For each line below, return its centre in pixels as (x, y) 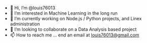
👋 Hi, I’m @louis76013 (33, 8)
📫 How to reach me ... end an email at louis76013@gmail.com (75, 35)
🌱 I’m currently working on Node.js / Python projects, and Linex (76, 18)
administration (25, 24)
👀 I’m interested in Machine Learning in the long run (64, 13)
